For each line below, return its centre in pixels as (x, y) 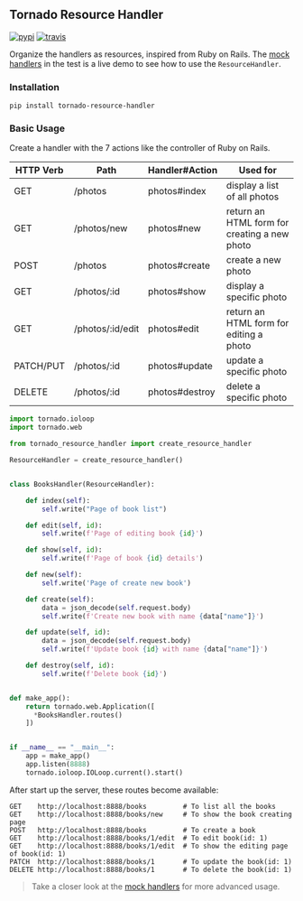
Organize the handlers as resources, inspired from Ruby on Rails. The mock (150, 54)
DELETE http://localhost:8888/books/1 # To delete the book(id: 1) (151, 869)
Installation (35, 87)
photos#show (177, 292)
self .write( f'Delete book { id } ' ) (105, 673)
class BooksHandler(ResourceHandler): (82, 484)
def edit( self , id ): (64, 525)
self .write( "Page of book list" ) (105, 509)
